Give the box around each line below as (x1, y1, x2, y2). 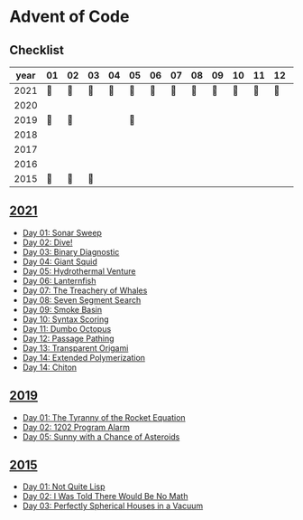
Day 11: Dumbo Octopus (22, 323, 112, 334)
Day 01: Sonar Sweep (22, 227, 102, 238)
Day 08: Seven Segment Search (22, 294, 142, 305)
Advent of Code (9, 6, 130, 27)
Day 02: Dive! (22, 237, 73, 248)
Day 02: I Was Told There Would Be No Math (22, 491, 188, 502)
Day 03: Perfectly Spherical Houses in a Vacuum (22, 500, 204, 512)
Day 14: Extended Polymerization (22, 352, 146, 363)
